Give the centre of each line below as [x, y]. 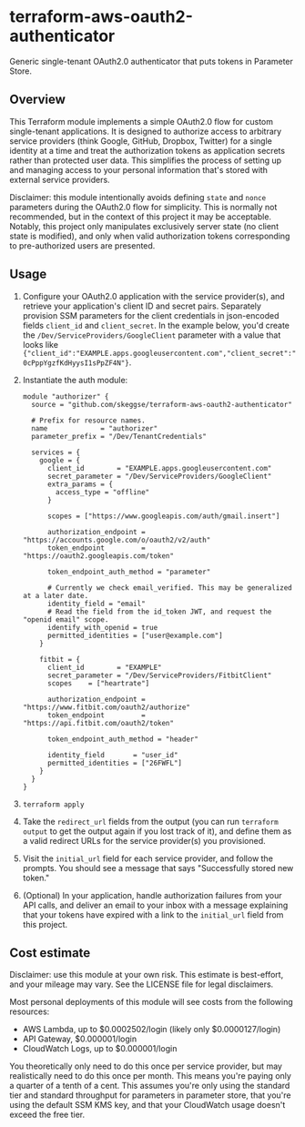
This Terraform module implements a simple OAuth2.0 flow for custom [142, 121]
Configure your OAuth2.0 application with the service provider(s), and [153, 296]
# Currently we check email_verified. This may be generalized [170, 588]
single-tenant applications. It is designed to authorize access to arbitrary [146, 131]
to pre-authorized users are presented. [82, 245]
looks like [41, 344]
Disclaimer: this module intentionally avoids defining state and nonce [138, 197]
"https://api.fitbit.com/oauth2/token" [98, 723]
